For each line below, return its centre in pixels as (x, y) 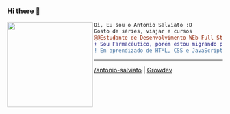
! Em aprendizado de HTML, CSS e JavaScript (158, 51)
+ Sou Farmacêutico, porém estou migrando (155, 44)
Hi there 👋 (24, 11)
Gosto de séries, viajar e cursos (143, 31)
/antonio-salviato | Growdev (133, 70)
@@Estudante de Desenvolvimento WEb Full (154, 38)
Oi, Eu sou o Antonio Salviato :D (143, 25)
